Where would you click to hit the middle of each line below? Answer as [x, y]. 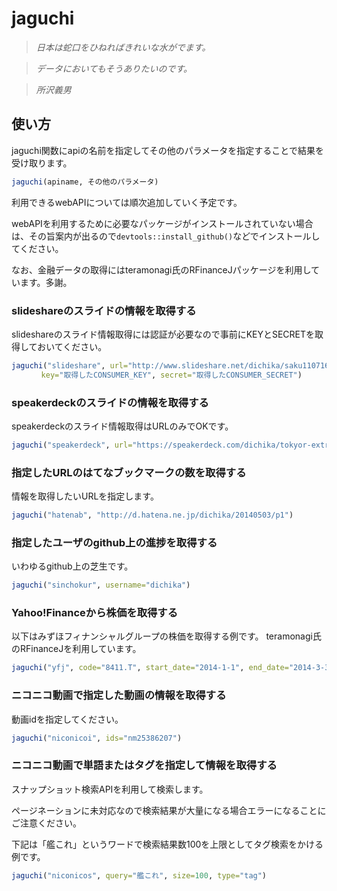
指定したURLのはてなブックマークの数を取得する [129, 472]
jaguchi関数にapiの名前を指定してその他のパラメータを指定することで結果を [167, 150]
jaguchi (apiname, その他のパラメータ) [85, 182]
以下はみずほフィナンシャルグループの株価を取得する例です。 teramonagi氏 [166, 636]
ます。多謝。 [46, 282]
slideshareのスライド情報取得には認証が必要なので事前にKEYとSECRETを [163, 334]
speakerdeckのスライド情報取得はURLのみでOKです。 [122, 426]
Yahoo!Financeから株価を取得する [95, 613]
